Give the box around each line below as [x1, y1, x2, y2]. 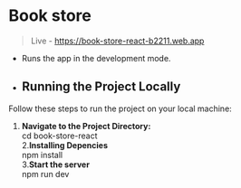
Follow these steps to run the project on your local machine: [8, 103, 232, 114]
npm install [21, 149, 63, 160]
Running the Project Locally [21, 79, 181, 95]
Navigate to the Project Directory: [21, 120, 151, 131]
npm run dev [21, 168, 70, 179]
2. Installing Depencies [21, 139, 108, 150]
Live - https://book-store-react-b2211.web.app [30, 35, 205, 46]
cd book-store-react [21, 130, 98, 141]
